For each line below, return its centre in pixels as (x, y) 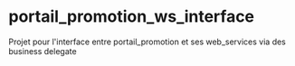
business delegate (43, 51)
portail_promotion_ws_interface (132, 17)
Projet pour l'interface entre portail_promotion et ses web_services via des (147, 42)
